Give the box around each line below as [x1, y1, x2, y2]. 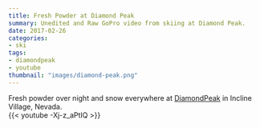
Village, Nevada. [8, 102, 63, 111]
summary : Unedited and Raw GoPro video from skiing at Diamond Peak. [8, 19, 246, 27]
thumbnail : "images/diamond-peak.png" [8, 71, 138, 79]
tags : [8, 49, 26, 57]
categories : [8, 34, 48, 42]
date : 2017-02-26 [8, 26, 67, 34]
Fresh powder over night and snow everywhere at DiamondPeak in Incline [8, 93, 253, 102]
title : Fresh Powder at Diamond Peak [8, 11, 135, 20]
